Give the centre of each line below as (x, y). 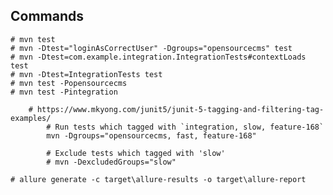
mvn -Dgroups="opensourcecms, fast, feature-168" (151, 135)
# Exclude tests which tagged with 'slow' (136, 153)
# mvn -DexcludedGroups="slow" (111, 162)
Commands (47, 16)
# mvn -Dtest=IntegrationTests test (86, 74)
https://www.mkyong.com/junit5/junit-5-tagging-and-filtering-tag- (180, 109)
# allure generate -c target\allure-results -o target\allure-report (158, 179)
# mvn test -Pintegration (64, 92)
